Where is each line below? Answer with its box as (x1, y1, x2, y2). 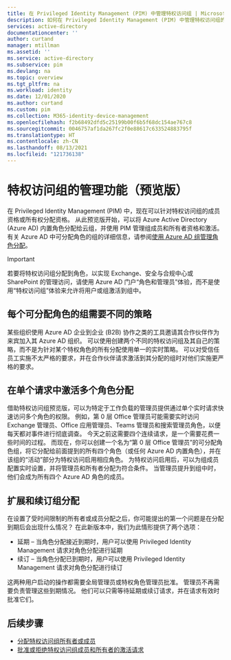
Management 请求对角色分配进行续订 (16, 564, 123, 572)
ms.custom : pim (7, 106, 51, 113)
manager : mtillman (7, 42, 60, 49)
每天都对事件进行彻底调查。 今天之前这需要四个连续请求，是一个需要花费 (7, 429, 214, 438)
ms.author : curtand (7, 100, 63, 107)
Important (7, 255, 35, 263)
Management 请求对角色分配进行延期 (16, 546, 123, 555)
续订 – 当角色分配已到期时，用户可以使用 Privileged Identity (16, 555, 186, 563)
